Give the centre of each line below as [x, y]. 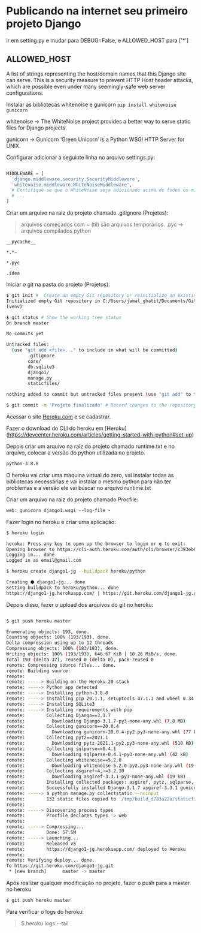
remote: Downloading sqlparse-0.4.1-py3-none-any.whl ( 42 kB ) [97, 754]
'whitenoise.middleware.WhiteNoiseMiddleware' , [72, 185]
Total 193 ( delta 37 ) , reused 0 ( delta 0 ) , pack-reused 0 [80, 660]
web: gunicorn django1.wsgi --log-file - [59, 510]
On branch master [28, 323]
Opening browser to [31, 549]
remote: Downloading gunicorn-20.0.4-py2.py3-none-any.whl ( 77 [99, 732]
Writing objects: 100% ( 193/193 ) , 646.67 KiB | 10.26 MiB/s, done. [92, 654]
